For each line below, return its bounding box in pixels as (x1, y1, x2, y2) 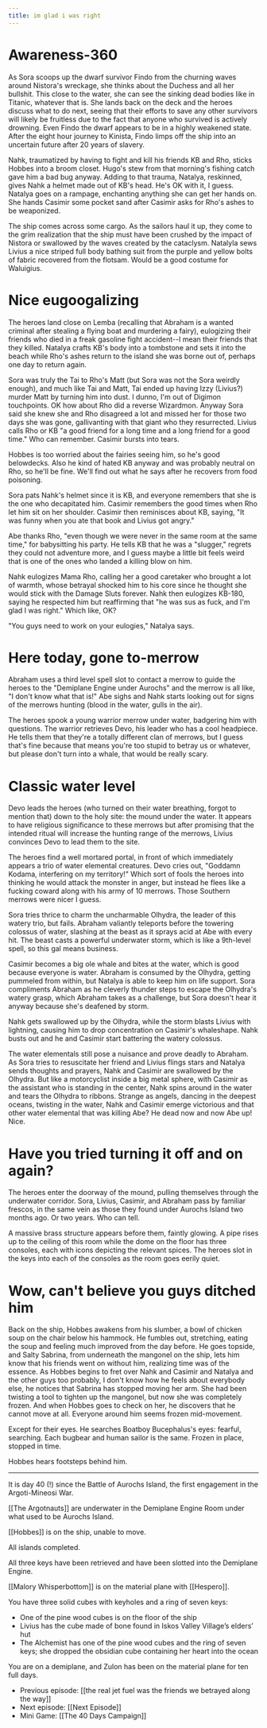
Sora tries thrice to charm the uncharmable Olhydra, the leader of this (8, 910, 237, 920)
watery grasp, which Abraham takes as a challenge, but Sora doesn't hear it (8, 993, 257, 1003)
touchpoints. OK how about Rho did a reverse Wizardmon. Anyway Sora (8, 400, 244, 410)
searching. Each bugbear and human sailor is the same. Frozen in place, (8, 1433, 245, 1443)
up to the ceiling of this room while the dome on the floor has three (8, 1237, 227, 1247)
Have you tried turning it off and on (8, 1145, 244, 1162)
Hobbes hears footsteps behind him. (8, 1457, 128, 1467)
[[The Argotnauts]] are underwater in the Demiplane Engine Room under (8, 1503, 245, 1513)
